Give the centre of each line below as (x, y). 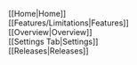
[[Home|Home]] (37, 14)
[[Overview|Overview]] (50, 32)
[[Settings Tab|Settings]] (53, 41)
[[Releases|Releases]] (48, 51)
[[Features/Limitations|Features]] (69, 23)
